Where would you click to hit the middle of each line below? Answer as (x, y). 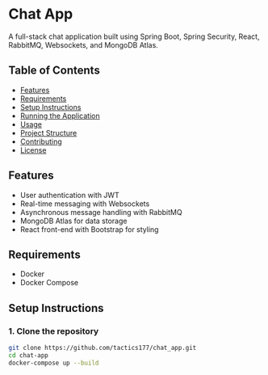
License (33, 150)
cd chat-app (28, 355)
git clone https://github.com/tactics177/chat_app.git (103, 348)
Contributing (41, 141)
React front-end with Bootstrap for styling (89, 229)
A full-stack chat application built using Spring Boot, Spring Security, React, (134, 36)
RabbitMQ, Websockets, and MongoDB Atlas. (84, 44)
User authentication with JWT (69, 195)
